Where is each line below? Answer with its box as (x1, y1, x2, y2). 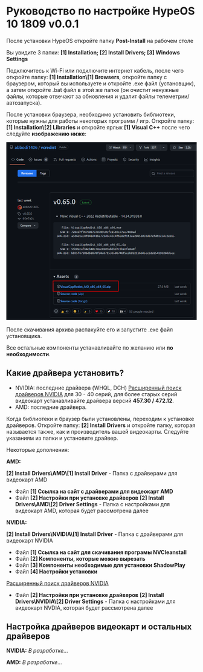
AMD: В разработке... (6, 659, 62, 666)
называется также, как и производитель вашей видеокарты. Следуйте (6, 428, 189, 435)
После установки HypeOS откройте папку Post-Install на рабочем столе (6, 37, 194, 44)
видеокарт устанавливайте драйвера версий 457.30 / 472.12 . (14, 397, 174, 404)
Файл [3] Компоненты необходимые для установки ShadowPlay (14, 561, 185, 569)
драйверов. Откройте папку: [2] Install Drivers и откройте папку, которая (6, 422, 196, 429)
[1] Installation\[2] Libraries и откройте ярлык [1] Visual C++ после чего (6, 123, 190, 131)
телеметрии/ (156, 93, 190, 100)
